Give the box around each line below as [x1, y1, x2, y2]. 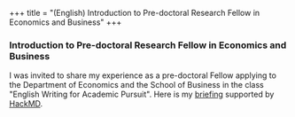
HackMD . [9, 98, 43, 109]
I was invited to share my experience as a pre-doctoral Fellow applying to [9, 70, 277, 81]
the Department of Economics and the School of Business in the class [9, 80, 264, 90]
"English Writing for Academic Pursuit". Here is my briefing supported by [9, 89, 275, 100]
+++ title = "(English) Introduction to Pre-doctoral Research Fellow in [9, 8, 260, 18]
